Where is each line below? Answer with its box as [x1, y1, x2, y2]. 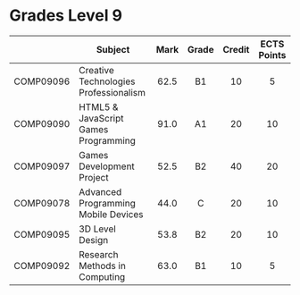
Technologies [79, 75, 136, 88]
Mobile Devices [79, 207, 145, 220]
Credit [222, 43, 250, 55]
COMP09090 [13, 117, 71, 130]
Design [79, 233, 109, 246]
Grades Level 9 [9, 5, 123, 26]
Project [79, 171, 109, 183]
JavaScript [79, 112, 124, 124]
